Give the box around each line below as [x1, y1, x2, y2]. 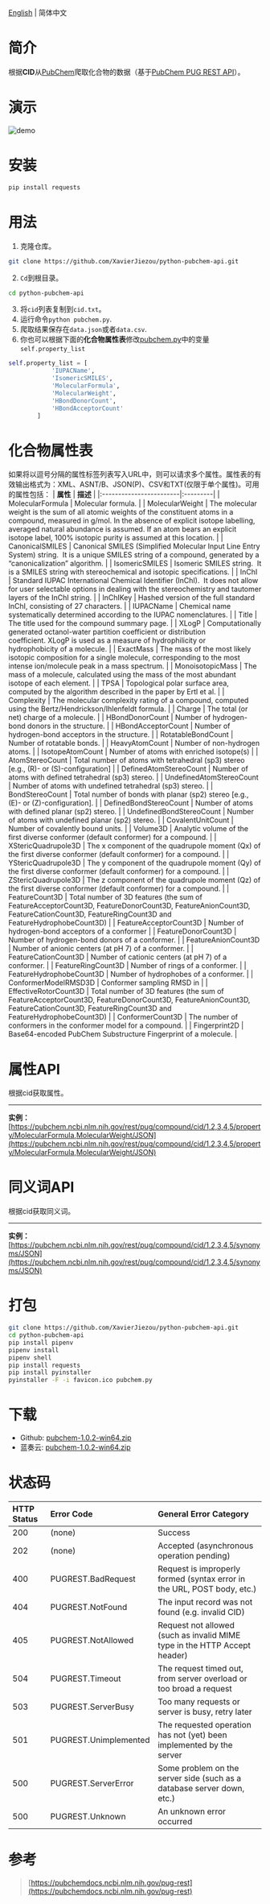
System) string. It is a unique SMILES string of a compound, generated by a [8, 550, 260, 560]
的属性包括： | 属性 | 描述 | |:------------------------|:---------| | [8, 490, 220, 499]
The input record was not [157, 1596, 253, 1608]
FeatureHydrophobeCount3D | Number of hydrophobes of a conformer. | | [8, 970, 254, 979]
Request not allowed [157, 1620, 235, 1630]
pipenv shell [8, 1353, 52, 1362]
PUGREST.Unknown [50, 1811, 126, 1822]
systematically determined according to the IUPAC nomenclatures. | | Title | [8, 610, 258, 619]
